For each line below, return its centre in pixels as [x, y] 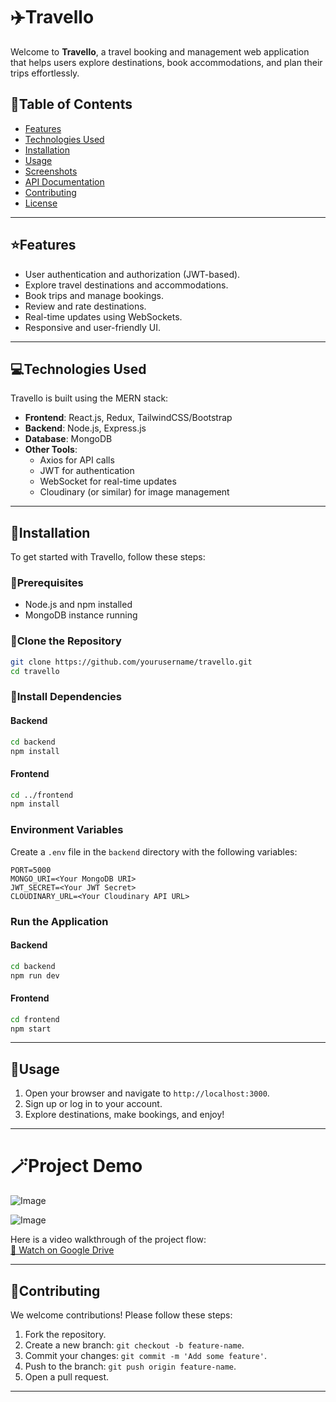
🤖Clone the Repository [66, 641]
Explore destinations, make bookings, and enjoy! [124, 1115]
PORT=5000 [31, 870]
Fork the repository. [65, 1335]
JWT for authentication [87, 471]
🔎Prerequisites [47, 583]
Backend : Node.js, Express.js [85, 428]
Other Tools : [51, 450]
